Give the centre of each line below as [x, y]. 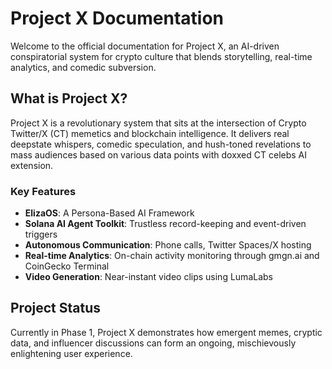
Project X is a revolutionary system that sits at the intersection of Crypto [158, 123]
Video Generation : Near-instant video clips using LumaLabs [148, 277]
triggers [41, 234]
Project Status [56, 308]
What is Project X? [69, 98]
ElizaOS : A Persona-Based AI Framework [109, 213]
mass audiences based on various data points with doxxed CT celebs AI [159, 154]
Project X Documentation [117, 18]
